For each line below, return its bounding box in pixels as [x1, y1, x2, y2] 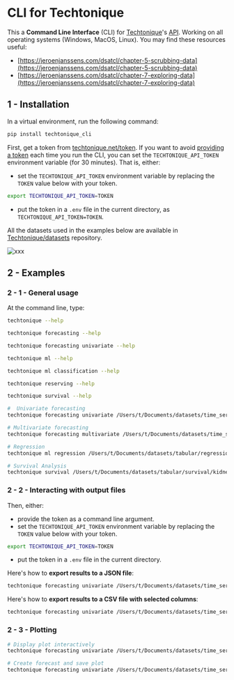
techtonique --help [7, 317, 64, 325]
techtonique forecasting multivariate [7, 431, 120, 438]
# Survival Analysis [7, 462, 68, 470]
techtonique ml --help [7, 355, 73, 362]
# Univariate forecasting [7, 405, 86, 412]
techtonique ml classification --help [7, 367, 120, 374]
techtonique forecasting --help [7, 330, 101, 337]
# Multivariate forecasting [7, 424, 89, 431]
